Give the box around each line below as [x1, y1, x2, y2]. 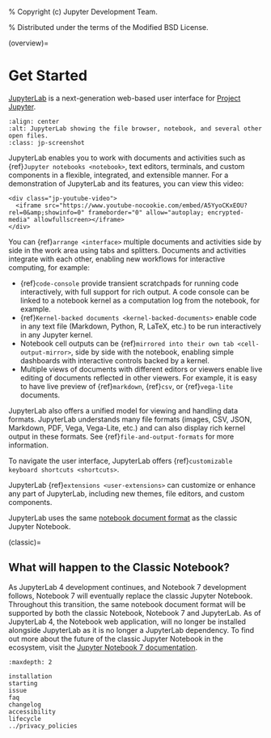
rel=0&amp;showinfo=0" [8, 208, 85, 217]
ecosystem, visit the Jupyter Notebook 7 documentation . [8, 643, 198, 652]
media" [8, 215, 31, 223]
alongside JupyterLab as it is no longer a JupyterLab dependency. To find [8, 625, 255, 634]
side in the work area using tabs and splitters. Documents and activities [8, 245, 247, 255]
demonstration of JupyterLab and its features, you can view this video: [8, 178, 244, 189]
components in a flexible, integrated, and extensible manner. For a [8, 170, 229, 180]
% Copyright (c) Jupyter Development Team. [8, 7, 158, 16]
